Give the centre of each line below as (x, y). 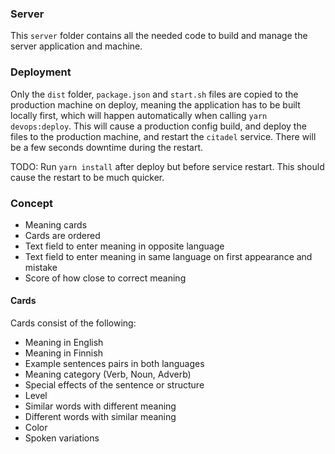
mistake (41, 267)
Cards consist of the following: (73, 323)
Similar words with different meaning (100, 406)
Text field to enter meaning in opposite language (124, 246)
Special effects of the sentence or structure (114, 385)
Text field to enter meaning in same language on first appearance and (168, 256)
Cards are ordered (62, 235)
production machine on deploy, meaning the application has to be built (155, 104)
